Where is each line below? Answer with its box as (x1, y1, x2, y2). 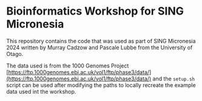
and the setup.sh (152, 75, 195, 82)
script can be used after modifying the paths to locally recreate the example (6, 81, 196, 89)
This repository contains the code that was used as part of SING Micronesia (6, 37, 196, 44)
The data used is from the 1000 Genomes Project (6, 62, 129, 69)
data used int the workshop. (6, 88, 76, 95)
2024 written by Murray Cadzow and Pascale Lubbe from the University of (6, 44, 193, 51)
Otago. (6, 50, 24, 57)
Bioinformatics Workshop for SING (6, 4, 184, 18)
